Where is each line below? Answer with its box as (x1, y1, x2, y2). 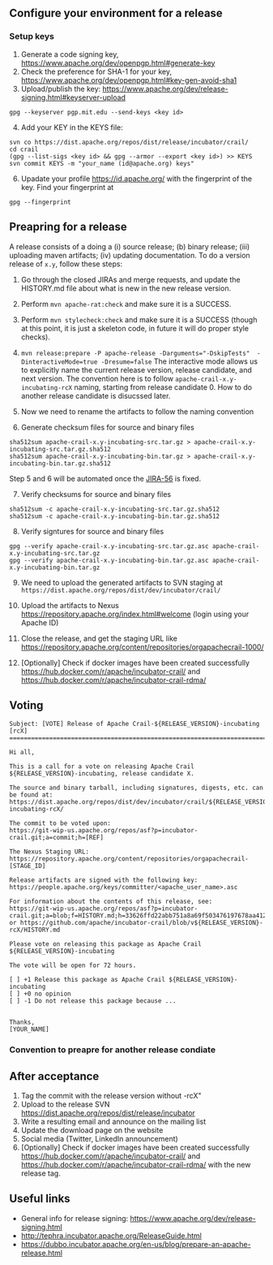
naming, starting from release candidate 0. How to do (73, 382, 253, 392)
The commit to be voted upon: (9, 819, 112, 827)
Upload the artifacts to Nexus (20, 600, 120, 610)
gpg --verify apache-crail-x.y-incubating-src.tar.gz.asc (9, 542, 209, 550)
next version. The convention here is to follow (20, 373, 173, 383)
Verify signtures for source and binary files (20, 526, 164, 536)
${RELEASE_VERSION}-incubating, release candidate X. (9, 770, 195, 778)
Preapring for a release (9, 220, 128, 234)
